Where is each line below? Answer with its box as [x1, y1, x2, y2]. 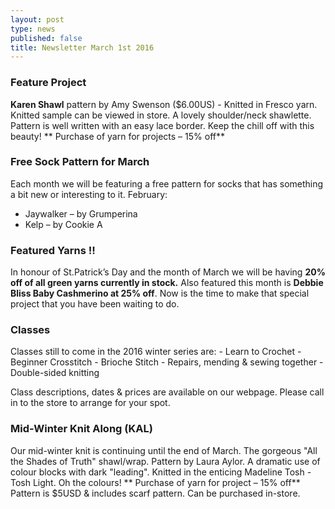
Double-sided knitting [10, 367, 100, 379]
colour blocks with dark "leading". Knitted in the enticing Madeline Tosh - [10, 466, 312, 478]
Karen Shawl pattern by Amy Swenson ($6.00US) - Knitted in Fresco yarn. [10, 98, 318, 110]
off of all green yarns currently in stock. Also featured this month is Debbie [10, 277, 324, 289]
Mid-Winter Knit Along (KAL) [10, 422, 153, 436]
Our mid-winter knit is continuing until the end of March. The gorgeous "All [10, 444, 318, 456]
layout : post [10, 14, 65, 25]
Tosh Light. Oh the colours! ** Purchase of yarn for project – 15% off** [10, 476, 301, 488]
